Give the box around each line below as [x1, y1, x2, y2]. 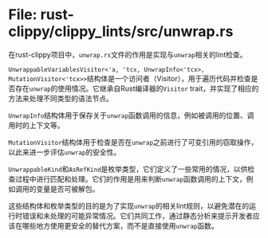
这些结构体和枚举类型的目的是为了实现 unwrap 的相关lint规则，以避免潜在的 [8, 201, 250, 210]
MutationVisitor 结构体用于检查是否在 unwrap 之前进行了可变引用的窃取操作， [8, 137, 258, 146]
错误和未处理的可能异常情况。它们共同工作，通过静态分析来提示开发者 [22, 211, 253, 220]
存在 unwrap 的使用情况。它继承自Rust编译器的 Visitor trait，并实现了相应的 [14, 84, 259, 93]
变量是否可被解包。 [35, 184, 100, 193]
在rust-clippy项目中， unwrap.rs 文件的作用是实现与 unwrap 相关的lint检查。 [8, 49, 247, 59]
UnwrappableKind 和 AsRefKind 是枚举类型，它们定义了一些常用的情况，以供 [8, 164, 248, 174]
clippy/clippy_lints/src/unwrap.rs [8, 22, 234, 41]
